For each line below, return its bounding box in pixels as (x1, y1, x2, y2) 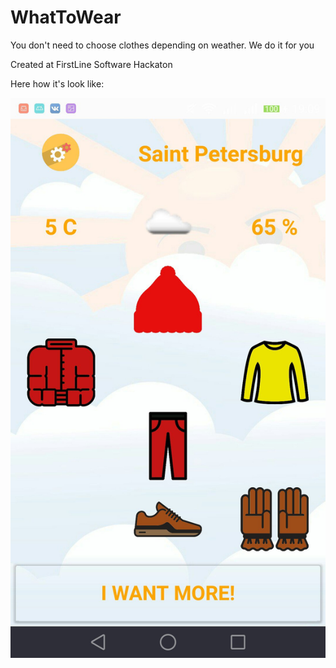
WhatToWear (10, 6, 122, 29)
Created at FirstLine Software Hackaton (10, 58, 173, 70)
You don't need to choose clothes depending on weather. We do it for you (10, 39, 315, 51)
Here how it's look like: (10, 77, 105, 90)
